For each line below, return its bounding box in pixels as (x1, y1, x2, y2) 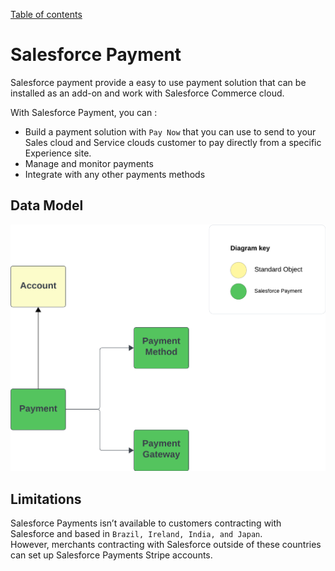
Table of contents (10, 9, 83, 20)
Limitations (10, 490, 82, 508)
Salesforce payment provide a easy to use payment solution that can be (10, 76, 307, 88)
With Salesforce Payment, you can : (10, 106, 158, 118)
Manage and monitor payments (24, 157, 154, 169)
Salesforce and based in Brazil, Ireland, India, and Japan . (10, 528, 263, 540)
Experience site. (24, 147, 92, 159)
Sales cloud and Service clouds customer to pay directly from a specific (24, 136, 322, 148)
